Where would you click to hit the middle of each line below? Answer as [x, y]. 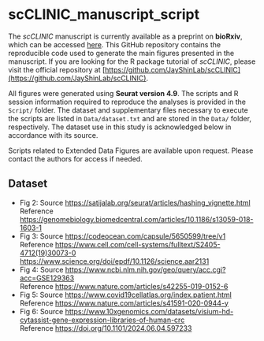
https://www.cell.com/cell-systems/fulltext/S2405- [138, 244]
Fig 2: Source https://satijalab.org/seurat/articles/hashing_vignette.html [135, 202]
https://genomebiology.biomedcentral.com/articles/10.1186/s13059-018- [136, 219]
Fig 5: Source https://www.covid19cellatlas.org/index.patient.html [126, 295]
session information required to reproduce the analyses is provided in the [127, 102]
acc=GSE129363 [47, 278]
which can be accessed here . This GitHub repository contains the [115, 44]
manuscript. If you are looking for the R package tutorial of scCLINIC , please [132, 61]
